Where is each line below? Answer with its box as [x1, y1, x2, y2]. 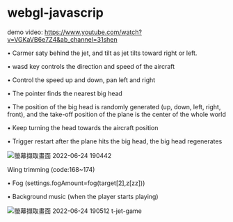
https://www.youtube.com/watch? [44, 28, 143, 36]
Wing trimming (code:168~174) [7, 165, 95, 173]
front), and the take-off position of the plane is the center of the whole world [7, 110, 226, 118]
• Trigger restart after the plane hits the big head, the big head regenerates [7, 137, 223, 145]
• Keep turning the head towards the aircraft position [7, 123, 159, 132]
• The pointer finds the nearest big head [7, 89, 123, 97]
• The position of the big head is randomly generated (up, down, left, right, [7, 102, 221, 111]
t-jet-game [111, 207, 143, 215]
